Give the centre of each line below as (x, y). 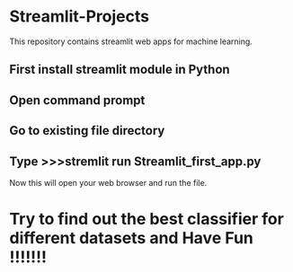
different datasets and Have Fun (132, 238)
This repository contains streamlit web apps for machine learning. (131, 41)
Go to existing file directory (87, 131)
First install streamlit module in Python (120, 70)
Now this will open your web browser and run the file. (108, 182)
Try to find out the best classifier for (147, 219)
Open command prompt (77, 100)
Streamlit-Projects (80, 17)
